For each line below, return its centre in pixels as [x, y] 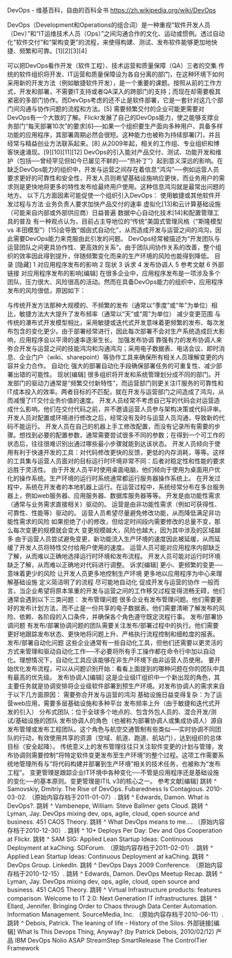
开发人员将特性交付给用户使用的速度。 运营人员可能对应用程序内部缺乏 [120, 548]
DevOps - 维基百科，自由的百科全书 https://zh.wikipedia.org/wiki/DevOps [112, 10]
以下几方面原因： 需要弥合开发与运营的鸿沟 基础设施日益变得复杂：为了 [114, 695]
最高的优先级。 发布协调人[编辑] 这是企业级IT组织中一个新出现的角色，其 [116, 677]
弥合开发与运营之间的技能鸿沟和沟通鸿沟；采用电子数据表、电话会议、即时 [113, 349]
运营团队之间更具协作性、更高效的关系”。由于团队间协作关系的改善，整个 [112, 247]
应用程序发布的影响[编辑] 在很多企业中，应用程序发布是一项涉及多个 [124, 273]
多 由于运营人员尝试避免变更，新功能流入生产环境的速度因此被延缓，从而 [111, 539]
